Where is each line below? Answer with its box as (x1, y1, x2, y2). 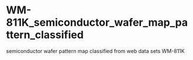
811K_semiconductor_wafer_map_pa (6, 16, 188, 29)
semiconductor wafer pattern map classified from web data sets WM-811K (6, 47, 185, 54)
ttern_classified (6, 29, 84, 41)
